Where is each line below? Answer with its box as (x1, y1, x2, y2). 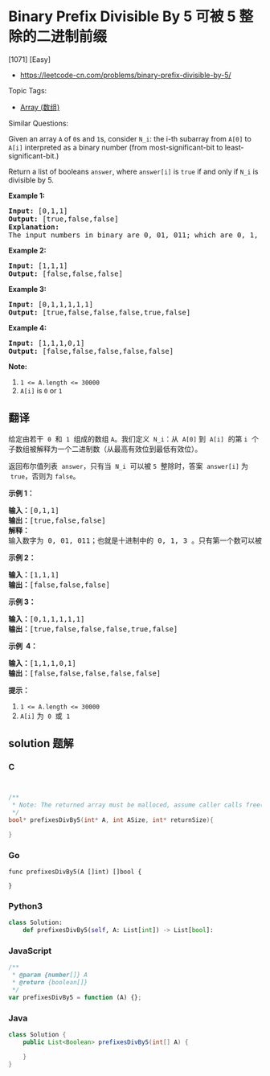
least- (224, 142, 244, 152)
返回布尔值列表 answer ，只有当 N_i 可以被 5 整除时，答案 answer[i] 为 (8, 461, 249, 470)
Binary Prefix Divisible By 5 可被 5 (8, 7, 236, 26)
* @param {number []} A (11, 971, 88, 979)
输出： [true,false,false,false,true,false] (8, 624, 178, 634)
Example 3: (8, 284, 47, 294)
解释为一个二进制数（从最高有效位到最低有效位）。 (35, 444, 202, 454)
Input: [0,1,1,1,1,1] (8, 299, 94, 309)
